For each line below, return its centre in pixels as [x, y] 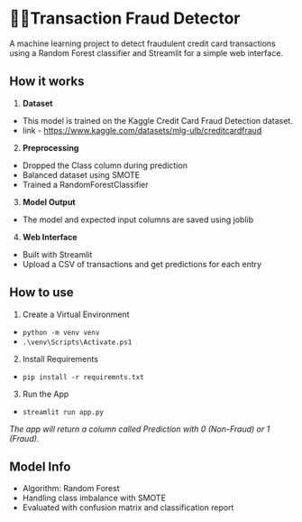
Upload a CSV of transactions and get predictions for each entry [142, 264]
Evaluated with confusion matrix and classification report [128, 508]
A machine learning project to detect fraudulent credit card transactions [143, 43]
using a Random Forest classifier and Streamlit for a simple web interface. [146, 52]
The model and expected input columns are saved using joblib [138, 219]
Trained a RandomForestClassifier [85, 184]
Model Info [40, 466]
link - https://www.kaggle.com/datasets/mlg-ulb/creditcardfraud [142, 130]
